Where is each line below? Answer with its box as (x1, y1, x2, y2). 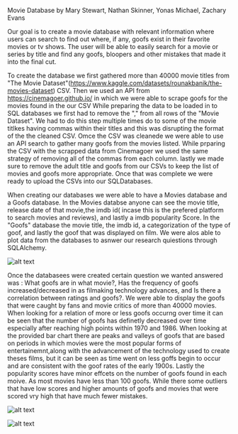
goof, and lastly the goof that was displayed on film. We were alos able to (7, 229, 221, 237)
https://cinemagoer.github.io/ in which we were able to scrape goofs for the (7, 94, 228, 102)
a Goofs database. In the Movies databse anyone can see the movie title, (7, 198, 220, 207)
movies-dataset (7, 87, 53, 94)
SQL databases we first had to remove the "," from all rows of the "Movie (7, 109, 220, 117)
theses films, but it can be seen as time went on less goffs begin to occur (7, 354, 221, 362)
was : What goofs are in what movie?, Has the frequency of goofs (7, 278, 199, 287)
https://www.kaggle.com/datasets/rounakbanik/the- (70, 79, 222, 87)
